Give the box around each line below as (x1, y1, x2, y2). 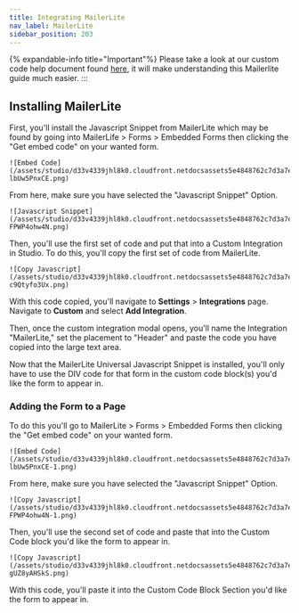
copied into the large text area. (9, 342, 122, 353)
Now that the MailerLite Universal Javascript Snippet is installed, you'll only (9, 359, 285, 370)
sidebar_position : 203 (9, 29, 93, 38)
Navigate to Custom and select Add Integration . (9, 306, 187, 316)
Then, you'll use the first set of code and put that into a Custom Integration (9, 238, 283, 249)
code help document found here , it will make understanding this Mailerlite (9, 63, 279, 74)
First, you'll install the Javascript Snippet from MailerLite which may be (9, 122, 269, 134)
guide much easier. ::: (9, 73, 89, 84)
